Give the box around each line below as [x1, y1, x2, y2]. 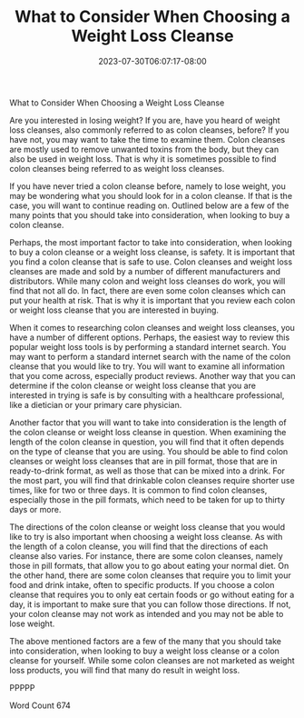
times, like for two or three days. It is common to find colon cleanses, [9, 484, 268, 495]
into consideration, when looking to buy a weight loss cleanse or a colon [9, 645, 279, 656]
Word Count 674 [9, 700, 71, 711]
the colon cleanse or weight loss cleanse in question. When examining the [9, 426, 287, 437]
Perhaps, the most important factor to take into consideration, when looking [9, 236, 292, 247]
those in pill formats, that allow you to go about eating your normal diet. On [9, 560, 289, 571]
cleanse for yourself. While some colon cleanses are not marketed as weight [9, 654, 295, 665]
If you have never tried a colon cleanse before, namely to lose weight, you [9, 180, 286, 192]
